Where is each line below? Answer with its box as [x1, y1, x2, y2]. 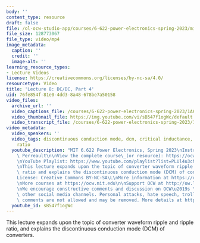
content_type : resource [6, 14, 65, 20]
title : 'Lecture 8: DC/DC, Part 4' [6, 86, 95, 92]
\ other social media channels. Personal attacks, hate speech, [17, 191, 180, 197]
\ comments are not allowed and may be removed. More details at [17, 197, 183, 203]
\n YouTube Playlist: [17, 158, 68, 164]
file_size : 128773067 [6, 31, 60, 37]
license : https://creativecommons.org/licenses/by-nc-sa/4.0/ [6, 75, 164, 81]
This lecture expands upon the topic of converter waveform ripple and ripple [6, 219, 194, 226]
